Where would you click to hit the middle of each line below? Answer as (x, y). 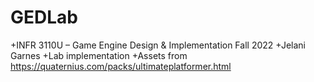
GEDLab (44, 17)
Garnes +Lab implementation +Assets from (99, 55)
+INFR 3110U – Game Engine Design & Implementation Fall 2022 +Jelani (158, 45)
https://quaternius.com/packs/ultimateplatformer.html (121, 66)
